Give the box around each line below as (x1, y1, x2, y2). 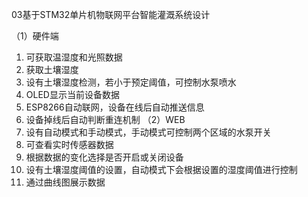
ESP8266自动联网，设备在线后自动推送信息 (25, 101, 205, 113)
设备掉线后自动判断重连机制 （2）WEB (25, 114, 186, 125)
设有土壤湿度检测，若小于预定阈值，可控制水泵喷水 (25, 76, 237, 88)
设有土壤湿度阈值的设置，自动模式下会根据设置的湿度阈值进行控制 (25, 164, 298, 175)
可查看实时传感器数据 (25, 139, 114, 150)
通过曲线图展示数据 (25, 176, 106, 188)
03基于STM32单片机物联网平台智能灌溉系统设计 (11, 9, 211, 20)
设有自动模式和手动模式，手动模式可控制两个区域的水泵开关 (25, 126, 272, 138)
